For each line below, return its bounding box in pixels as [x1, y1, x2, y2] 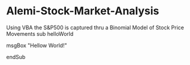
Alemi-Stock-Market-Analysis [6, 4, 159, 18]
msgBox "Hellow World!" [6, 42, 67, 49]
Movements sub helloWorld [6, 30, 74, 37]
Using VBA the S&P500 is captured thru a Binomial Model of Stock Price [6, 24, 185, 31]
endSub [6, 53, 26, 60]
